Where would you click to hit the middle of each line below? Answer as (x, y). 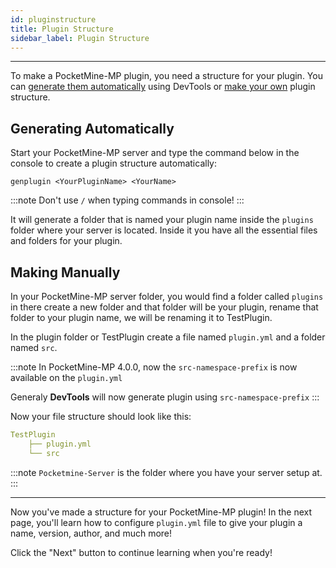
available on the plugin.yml (66, 377)
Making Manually (65, 272)
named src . (34, 347)
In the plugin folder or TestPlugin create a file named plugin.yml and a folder (168, 337)
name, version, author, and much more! (91, 533)
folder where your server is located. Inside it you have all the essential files (164, 230)
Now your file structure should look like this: (101, 416)
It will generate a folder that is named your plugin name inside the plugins (162, 220)
